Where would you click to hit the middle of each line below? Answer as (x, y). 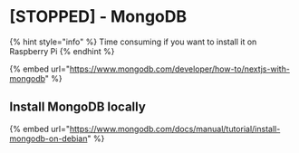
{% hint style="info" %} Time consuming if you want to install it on (133, 42)
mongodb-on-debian (48, 139)
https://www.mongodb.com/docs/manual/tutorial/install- (175, 129)
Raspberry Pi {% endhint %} (62, 51)
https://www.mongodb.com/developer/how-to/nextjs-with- (179, 69)
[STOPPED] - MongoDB (98, 17)
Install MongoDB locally (78, 107)
